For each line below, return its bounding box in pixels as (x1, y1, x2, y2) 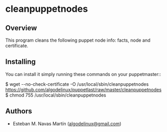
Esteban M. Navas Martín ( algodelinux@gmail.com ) (12, 120, 122, 126)
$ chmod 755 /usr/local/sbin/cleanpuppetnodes (5, 92, 106, 98)
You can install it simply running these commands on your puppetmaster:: (5, 71, 161, 77)
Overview (5, 24, 38, 32)
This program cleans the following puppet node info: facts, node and (5, 37, 151, 43)
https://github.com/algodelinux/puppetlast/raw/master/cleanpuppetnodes (5, 86, 162, 92)
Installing (5, 58, 36, 66)
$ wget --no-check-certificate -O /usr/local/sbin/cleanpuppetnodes (5, 81, 149, 87)
